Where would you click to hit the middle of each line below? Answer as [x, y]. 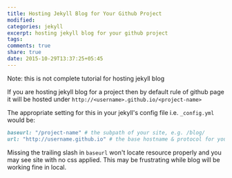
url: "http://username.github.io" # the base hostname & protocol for [111, 139]
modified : [21, 20]
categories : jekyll [35, 26]
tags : [15, 39]
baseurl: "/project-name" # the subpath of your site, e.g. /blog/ [106, 132]
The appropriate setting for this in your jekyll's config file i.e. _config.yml [111, 112]
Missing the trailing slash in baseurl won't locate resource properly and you [115, 152]
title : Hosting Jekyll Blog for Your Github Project [85, 14]
